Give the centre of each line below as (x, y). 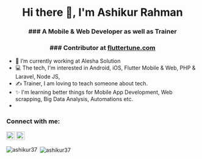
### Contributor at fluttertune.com (103, 48)
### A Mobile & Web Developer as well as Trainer (103, 32)
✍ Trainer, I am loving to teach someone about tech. (81, 83)
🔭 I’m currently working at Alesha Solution (68, 61)
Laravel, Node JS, (38, 77)
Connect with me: (33, 121)
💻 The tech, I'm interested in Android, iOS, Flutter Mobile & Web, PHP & (105, 68)
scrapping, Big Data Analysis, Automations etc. (74, 99)
